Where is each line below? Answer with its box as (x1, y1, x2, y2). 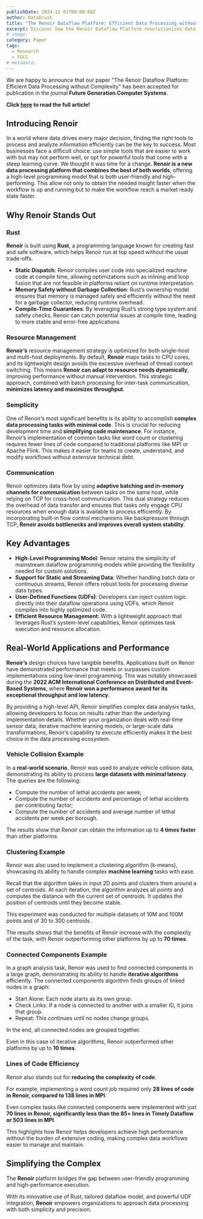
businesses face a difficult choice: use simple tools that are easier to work (6, 147, 191, 155)
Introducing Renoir (6, 118, 79, 129)
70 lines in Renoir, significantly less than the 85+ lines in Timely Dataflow (6, 1110, 194, 1117)
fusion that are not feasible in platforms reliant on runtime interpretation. (14, 279, 195, 287)
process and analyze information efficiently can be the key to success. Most (6, 141, 196, 149)
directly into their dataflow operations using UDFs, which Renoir (14, 599, 174, 607)
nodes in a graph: (6, 983, 50, 991)
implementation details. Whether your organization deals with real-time (6, 716, 183, 723)
